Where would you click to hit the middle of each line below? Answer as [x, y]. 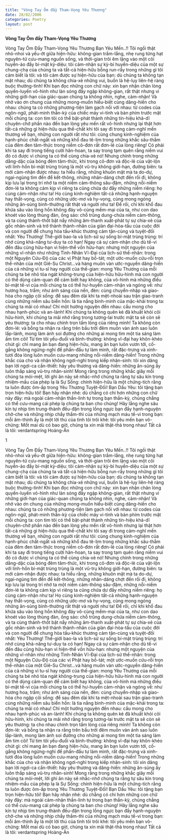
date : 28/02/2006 [23, 15]
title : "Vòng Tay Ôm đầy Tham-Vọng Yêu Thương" [56, 10]
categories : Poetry [26, 19]
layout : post [19, 24]
